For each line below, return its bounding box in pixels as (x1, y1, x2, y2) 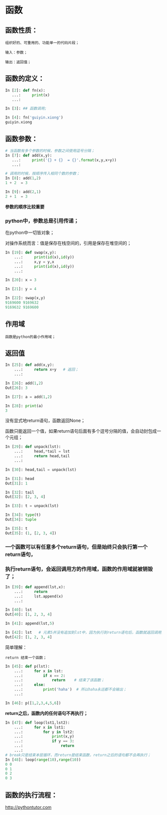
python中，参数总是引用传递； (5, 217, 79, 224)
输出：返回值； (5, 60, 31, 65)
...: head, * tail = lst (14, 449, 70, 454)
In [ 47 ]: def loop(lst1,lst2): (5, 720, 70, 725)
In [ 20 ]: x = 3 (5, 277, 37, 283)
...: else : (14, 683, 46, 688)
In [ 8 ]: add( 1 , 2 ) (5, 176, 41, 181)
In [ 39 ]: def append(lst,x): (5, 584, 66, 589)
